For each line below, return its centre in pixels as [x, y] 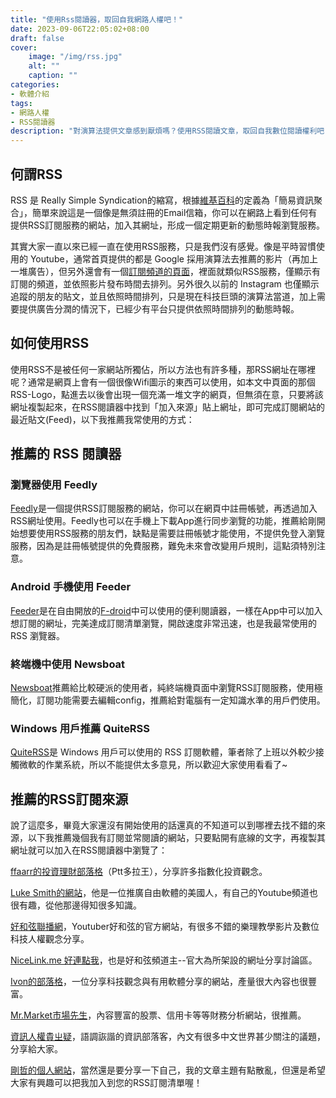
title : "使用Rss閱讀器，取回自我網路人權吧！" [97, 19]
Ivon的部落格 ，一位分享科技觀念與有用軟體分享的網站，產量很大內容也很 [159, 982]
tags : [21, 103]
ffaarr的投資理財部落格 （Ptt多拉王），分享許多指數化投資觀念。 [139, 872]
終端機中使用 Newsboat [68, 664]
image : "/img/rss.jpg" [75, 57]
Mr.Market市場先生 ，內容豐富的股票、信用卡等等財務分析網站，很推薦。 [158, 1015]
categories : [35, 85]
